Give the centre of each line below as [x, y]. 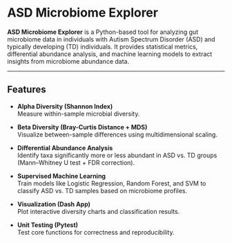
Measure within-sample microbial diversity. [78, 114]
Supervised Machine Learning [61, 176]
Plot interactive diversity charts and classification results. [98, 211]
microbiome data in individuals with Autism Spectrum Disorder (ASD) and [111, 39]
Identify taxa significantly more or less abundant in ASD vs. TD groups [117, 155]
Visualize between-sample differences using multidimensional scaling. [117, 134]
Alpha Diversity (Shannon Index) [65, 106]
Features [27, 90]
